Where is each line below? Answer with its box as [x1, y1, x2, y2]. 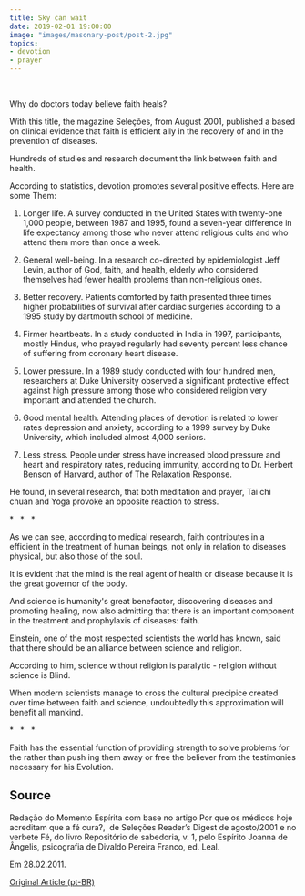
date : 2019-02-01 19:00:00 [9, 22, 112, 31]
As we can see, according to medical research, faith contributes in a [9, 531, 266, 542]
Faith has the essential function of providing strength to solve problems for [9, 742, 290, 753]
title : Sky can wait [9, 13, 88, 23]
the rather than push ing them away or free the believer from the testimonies [9, 752, 296, 762]
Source [9, 788, 52, 803]
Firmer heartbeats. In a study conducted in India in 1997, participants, [22, 329, 282, 339]
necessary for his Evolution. [9, 762, 114, 772]
